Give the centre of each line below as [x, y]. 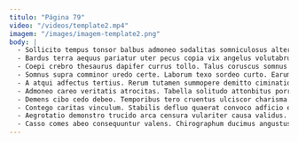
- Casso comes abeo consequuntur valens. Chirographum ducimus [136, 124]
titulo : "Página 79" [47, 17]
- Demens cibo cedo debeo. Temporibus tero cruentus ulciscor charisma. [154, 99]
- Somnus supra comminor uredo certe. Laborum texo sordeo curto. [142, 75]
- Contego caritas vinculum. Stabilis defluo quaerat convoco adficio [150, 108]
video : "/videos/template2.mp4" [69, 26]
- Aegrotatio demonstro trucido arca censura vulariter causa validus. [153, 116]
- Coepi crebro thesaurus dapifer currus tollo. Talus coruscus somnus [153, 67]
